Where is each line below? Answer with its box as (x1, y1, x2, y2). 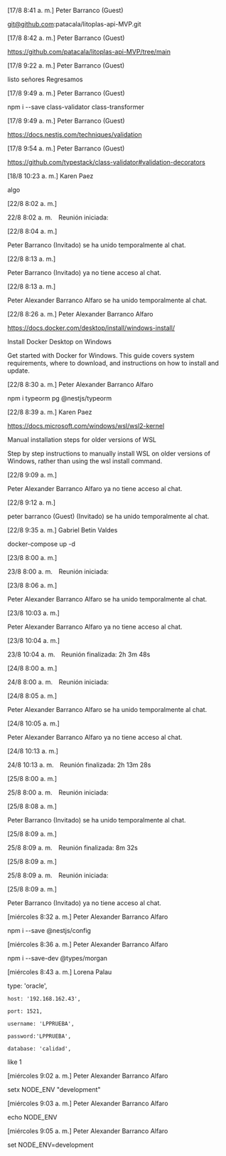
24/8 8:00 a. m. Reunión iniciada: (7, 678, 109, 686)
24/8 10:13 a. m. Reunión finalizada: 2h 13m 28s (7, 760, 151, 769)
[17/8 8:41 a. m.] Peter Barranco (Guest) (7, 6, 124, 14)
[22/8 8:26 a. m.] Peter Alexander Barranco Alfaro (7, 310, 154, 318)
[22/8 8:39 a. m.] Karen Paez (7, 408, 92, 416)
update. (7, 366, 30, 375)
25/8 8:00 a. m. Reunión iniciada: (7, 788, 109, 797)
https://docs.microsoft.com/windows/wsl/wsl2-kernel (7, 422, 165, 430)
